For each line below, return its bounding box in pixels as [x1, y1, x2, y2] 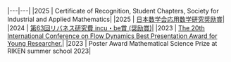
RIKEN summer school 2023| [7, 46, 92, 55]
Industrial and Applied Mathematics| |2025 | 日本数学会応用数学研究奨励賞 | [7, 15, 225, 23]
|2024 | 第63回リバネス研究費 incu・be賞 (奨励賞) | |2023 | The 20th [7, 24, 206, 32]
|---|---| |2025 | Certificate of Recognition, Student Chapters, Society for [7, 7, 220, 15]
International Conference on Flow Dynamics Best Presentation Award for [7, 32, 218, 40]
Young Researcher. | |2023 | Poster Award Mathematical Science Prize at [7, 39, 218, 47]
